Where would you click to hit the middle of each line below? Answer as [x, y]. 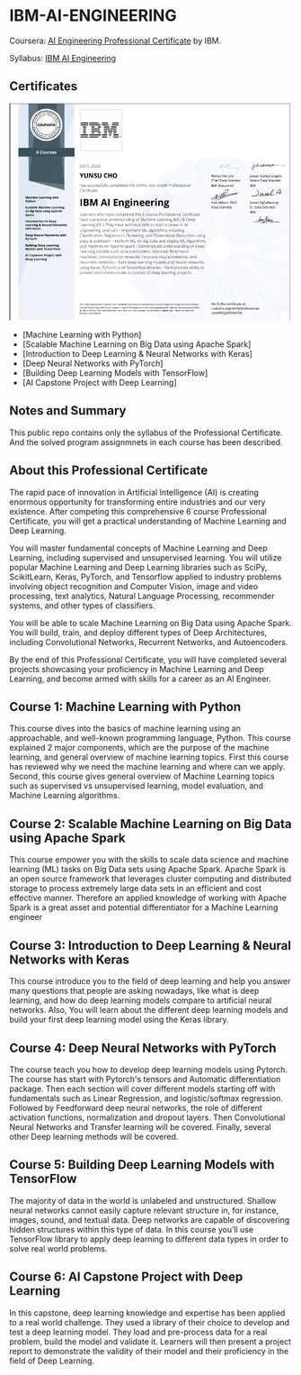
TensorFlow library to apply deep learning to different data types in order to [149, 1239]
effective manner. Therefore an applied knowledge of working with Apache [148, 898]
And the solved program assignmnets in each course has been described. [146, 442]
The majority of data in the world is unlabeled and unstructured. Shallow [143, 1200]
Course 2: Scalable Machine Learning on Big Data [150, 824]
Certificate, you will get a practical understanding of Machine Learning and [148, 521]
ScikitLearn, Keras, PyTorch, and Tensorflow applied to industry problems [146, 577]
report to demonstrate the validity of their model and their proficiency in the [149, 1351]
